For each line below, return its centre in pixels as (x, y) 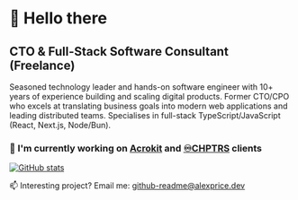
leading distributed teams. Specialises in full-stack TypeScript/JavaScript (145, 115)
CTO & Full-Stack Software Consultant (119, 52)
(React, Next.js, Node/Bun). (60, 125)
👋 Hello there (59, 18)
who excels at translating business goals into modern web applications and (149, 106)
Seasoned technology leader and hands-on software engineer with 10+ (141, 87)
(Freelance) (42, 65)
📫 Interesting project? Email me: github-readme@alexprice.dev (127, 186)
